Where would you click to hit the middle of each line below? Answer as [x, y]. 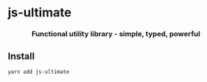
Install [21, 56]
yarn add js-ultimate [39, 72]
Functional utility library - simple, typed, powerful [116, 34]
